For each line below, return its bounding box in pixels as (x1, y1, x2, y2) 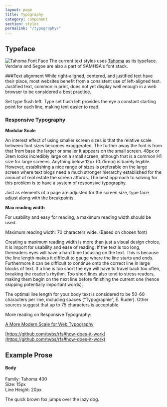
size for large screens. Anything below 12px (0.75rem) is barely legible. (5, 159, 151, 165)
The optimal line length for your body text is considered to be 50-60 (5, 291, 145, 297)
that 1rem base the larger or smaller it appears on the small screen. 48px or (5, 148, 160, 154)
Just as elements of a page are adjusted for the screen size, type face (5, 190, 149, 196)
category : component (5, 17, 48, 22)
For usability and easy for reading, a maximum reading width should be (5, 214, 151, 220)
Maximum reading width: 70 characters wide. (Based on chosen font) (5, 229, 148, 235)
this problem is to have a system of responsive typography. (5, 180, 127, 186)
